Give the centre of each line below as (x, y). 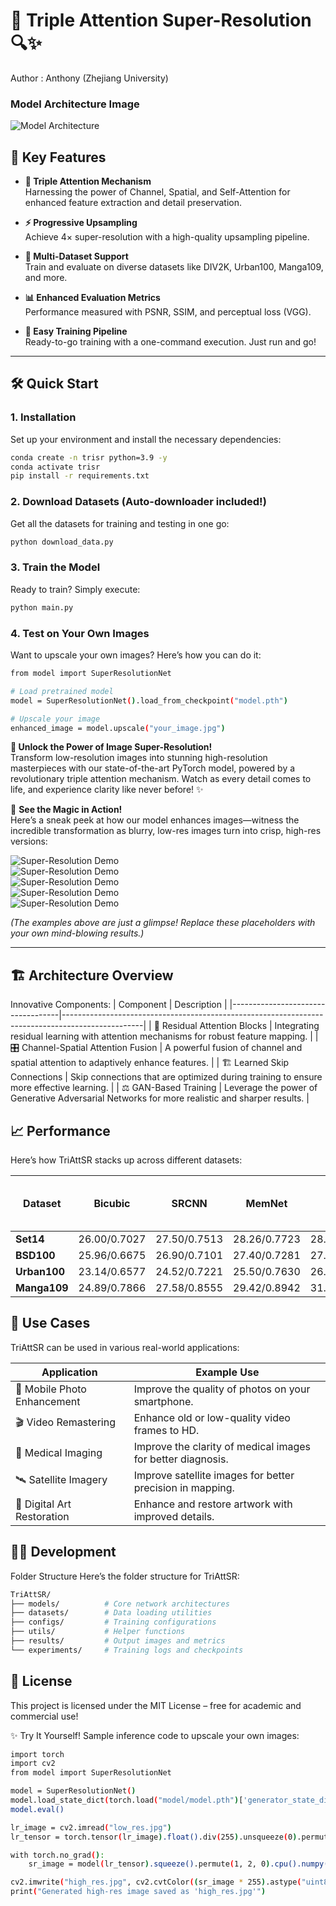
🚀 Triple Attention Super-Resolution (161, 20)
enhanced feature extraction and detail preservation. (133, 203)
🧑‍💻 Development (63, 1552)
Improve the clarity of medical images (222, 1446)
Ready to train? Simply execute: (75, 589)
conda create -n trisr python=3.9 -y (89, 457)
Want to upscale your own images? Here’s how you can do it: (136, 655)
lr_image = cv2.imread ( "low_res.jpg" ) (91, 1827)
